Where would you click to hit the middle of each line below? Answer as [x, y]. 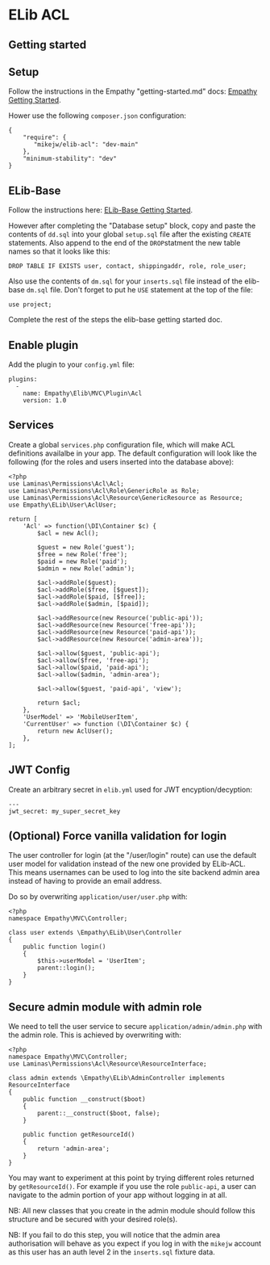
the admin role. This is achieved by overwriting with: [95, 1035]
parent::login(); [66, 968]
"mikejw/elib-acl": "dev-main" [86, 145]
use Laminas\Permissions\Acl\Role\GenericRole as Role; [104, 490]
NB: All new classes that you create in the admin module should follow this [132, 1211]
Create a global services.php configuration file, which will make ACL [122, 444]
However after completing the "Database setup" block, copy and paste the [132, 226]
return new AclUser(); [75, 731]
